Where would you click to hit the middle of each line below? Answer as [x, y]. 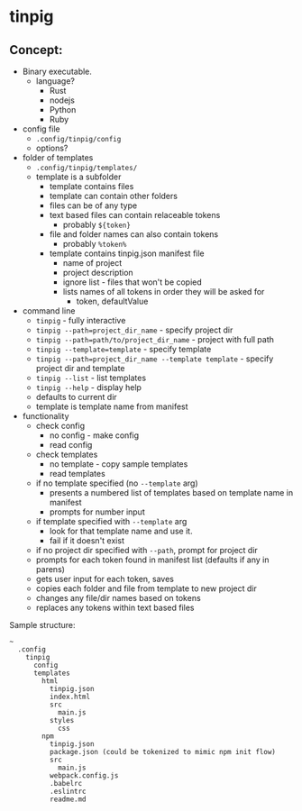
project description [98, 273]
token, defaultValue [112, 301]
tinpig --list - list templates [91, 378]
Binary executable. [57, 71]
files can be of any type [93, 205]
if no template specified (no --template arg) [117, 483]
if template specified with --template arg [111, 521]
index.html [70, 697]
